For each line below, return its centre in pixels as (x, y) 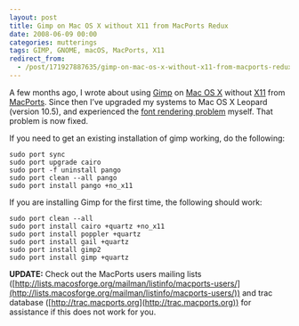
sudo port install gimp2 (55, 249)
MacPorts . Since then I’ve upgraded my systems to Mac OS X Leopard (138, 102)
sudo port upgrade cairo (55, 162)
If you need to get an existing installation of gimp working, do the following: (147, 138)
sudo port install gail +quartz (69, 241)
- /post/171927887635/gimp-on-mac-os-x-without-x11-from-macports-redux (155, 68)
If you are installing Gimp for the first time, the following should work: (136, 202)
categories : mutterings (53, 42)
